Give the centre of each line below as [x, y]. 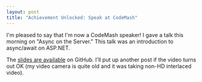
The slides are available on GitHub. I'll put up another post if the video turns [101, 60]
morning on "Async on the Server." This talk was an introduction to [90, 41]
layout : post [23, 12]
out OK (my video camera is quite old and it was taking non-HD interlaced [99, 66]
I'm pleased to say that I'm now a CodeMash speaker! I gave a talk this [95, 35]
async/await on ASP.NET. [38, 48]
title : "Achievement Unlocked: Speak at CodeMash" [72, 18]
